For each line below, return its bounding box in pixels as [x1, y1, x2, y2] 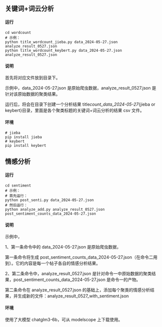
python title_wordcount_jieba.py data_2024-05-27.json [5, 39, 118, 45]
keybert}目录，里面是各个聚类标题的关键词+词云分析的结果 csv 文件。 [5, 107, 145, 113]
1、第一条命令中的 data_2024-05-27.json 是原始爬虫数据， [5, 244, 121, 249]
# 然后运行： [5, 202, 28, 207]
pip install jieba [5, 135, 42, 140]
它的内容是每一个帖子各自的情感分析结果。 [15, 260, 101, 266]
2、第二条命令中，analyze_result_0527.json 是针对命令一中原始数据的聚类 [5, 270, 152, 276]
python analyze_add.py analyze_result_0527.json [5, 207, 105, 212]
